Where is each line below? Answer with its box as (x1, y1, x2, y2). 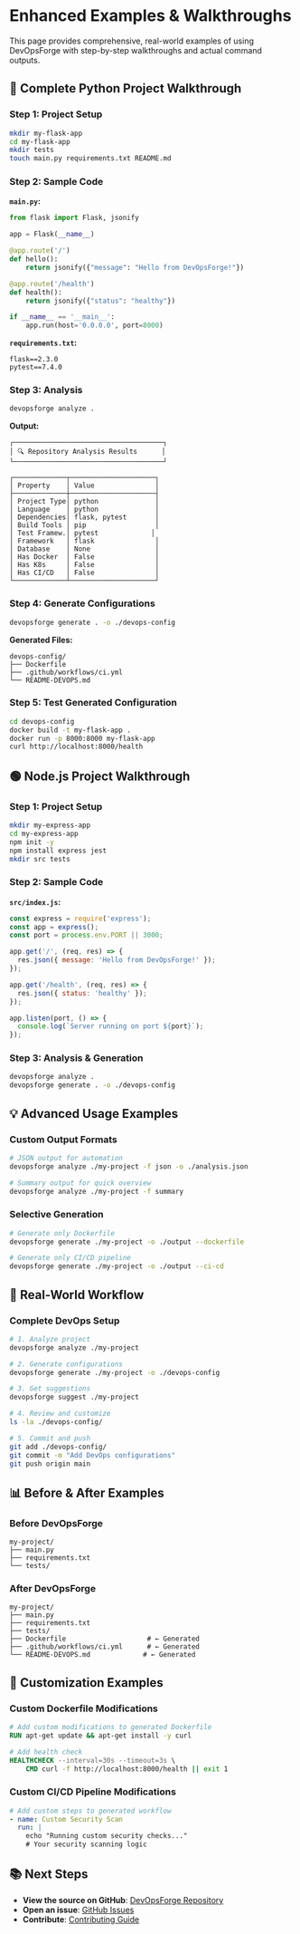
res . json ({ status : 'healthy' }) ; (17, 988, 147, 997)
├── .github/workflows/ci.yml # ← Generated (9, 1642, 201, 1651)
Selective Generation (9, 1208, 104, 1221)
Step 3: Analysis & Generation (9, 1052, 144, 1064)
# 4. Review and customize (9, 1410, 111, 1419)
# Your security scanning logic (25, 1840, 147, 1849)
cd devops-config (9, 717, 75, 726)
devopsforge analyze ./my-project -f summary (9, 1187, 183, 1196)
